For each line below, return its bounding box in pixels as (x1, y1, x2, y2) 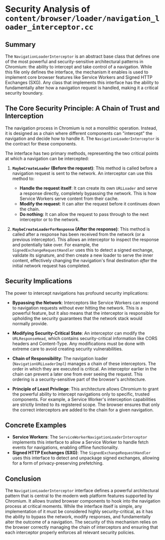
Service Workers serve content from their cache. (19, 196, 119, 202)
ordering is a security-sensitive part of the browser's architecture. (12, 376, 146, 382)
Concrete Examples (5, 421, 66, 430)
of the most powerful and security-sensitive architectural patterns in (5, 59, 144, 65)
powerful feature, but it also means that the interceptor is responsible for (12, 310, 160, 316)
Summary (5, 40, 36, 49)
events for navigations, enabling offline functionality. (12, 444, 119, 450)
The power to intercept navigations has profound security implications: (5, 290, 149, 296)
